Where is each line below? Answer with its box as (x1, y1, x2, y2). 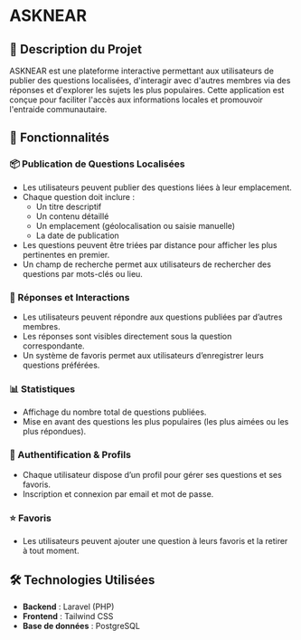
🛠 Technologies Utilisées (9, 572, 155, 588)
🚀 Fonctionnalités (9, 130, 110, 146)
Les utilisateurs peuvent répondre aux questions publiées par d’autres (22, 311, 283, 322)
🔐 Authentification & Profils (9, 449, 131, 462)
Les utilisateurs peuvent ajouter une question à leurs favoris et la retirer (22, 535, 288, 546)
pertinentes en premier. (22, 249, 110, 260)
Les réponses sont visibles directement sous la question (22, 330, 232, 341)
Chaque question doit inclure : (22, 191, 136, 202)
